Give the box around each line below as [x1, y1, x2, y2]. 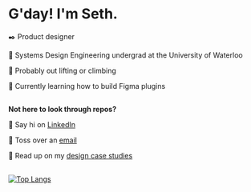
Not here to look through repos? [8, 105, 117, 114]
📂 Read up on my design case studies [8, 151, 133, 161]
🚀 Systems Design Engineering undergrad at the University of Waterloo [8, 50, 243, 60]
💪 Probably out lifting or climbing [8, 66, 116, 75]
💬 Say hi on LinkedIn [8, 120, 76, 130]
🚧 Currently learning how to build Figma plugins [8, 81, 166, 90]
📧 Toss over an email [8, 135, 78, 145]
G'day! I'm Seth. [8, 5, 118, 23]
